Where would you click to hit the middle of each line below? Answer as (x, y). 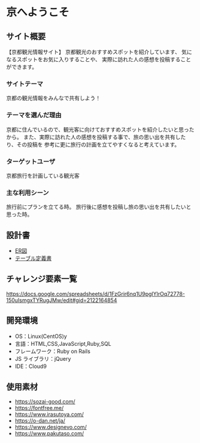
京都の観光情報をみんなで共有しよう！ (53, 98)
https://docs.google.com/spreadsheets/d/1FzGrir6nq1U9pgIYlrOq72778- (96, 294)
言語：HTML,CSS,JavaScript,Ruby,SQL (63, 343)
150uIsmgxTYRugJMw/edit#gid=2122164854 (62, 300)
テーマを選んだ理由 (34, 115)
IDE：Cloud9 (31, 366)
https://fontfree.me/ (39, 408)
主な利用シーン (28, 193)
